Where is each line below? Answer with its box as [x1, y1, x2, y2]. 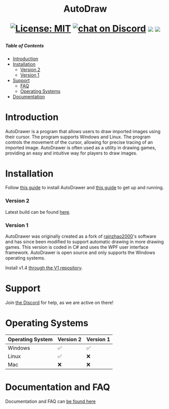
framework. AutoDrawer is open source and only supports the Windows [5, 249, 156, 255]
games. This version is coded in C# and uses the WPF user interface [5, 244, 149, 250]
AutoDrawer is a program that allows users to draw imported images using [5, 128, 161, 134]
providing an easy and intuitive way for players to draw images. [5, 150, 138, 156]
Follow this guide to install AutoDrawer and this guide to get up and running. [5, 185, 164, 191]
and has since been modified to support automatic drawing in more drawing [5, 239, 164, 245]
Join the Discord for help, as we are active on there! [5, 299, 114, 305]
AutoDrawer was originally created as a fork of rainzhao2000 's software [5, 233, 156, 240]
